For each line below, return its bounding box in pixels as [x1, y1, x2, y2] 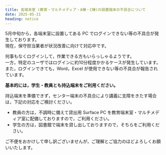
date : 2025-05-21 [5, 12, 41, 17]
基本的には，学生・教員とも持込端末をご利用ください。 [5, 82, 118, 88]
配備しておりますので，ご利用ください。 [29, 116, 112, 121]
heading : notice [5, 16, 39, 21]
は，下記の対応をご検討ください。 [5, 99, 75, 105]
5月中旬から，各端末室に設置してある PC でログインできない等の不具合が [5, 31, 155, 37]
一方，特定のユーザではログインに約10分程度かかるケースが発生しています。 [5, 60, 161, 66]
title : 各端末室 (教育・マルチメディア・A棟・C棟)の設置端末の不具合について [5, 7, 146, 12]
